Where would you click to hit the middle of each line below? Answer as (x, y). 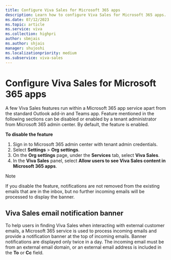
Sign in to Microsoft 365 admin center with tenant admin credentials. (85, 145)
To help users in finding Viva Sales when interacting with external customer (85, 226)
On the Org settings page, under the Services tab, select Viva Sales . (86, 155)
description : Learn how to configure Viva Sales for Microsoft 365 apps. (86, 15)
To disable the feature (29, 134)
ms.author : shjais (25, 44)
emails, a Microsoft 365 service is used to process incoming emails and (81, 231)
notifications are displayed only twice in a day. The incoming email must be (85, 242)
